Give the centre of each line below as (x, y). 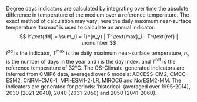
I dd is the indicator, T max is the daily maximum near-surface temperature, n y (98, 53)
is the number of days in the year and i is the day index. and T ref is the (91, 61)
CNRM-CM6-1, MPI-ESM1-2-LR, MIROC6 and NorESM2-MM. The (102, 80)
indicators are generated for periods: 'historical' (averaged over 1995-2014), (98, 87)
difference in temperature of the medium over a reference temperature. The (98, 15)
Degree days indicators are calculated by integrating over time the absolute (97, 9)
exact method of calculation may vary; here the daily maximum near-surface (99, 21)
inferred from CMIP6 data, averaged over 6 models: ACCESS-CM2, (87, 74)
